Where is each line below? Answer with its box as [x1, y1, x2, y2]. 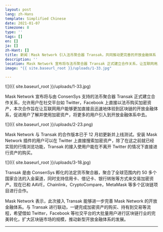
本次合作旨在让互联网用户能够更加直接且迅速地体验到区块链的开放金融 [13, 106, 154, 111]
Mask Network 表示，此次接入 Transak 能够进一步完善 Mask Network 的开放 [5, 198, 158, 204]
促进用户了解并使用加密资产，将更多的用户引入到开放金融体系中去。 [13, 112, 149, 117]
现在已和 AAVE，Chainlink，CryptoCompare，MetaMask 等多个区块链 [13, 182, 154, 187]
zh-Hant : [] [5, 48, 29, 53]
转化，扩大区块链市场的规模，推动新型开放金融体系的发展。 [9, 216, 129, 222]
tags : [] [5, 35, 23, 39]
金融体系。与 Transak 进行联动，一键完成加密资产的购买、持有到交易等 [5, 204, 147, 210]
